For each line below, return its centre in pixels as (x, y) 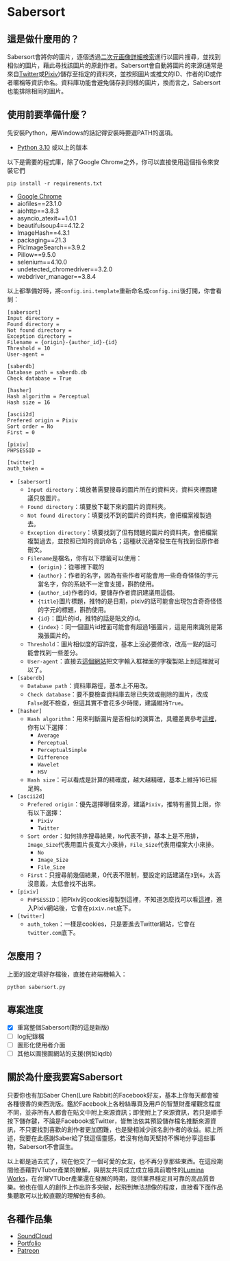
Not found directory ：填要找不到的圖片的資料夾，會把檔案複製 (116, 515)
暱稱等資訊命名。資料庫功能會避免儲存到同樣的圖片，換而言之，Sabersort (117, 82)
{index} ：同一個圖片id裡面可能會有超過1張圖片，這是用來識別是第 (130, 626)
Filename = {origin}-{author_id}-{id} (62, 342)
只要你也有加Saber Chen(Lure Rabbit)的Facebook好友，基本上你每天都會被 (113, 1095)
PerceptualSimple (62, 750)
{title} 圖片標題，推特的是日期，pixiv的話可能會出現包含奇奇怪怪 (130, 601)
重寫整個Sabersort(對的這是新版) (63, 1027)
